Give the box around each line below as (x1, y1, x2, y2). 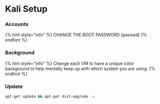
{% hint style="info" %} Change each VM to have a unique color (5, 60, 134, 66)
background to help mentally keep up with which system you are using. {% (5, 65, 156, 71)
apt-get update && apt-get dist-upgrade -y (5, 94, 95, 99)
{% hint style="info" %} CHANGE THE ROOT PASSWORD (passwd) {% (5, 32, 147, 38)
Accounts (5, 21, 29, 28)
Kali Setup (5, 3, 48, 15)
